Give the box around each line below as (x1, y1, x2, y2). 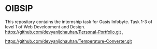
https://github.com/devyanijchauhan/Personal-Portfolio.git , (5, 29, 124, 35)
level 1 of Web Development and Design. (5, 24, 86, 29)
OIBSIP (5, 3, 33, 14)
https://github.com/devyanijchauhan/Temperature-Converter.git (5, 38, 132, 44)
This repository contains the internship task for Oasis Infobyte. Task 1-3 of (5, 19, 153, 24)
